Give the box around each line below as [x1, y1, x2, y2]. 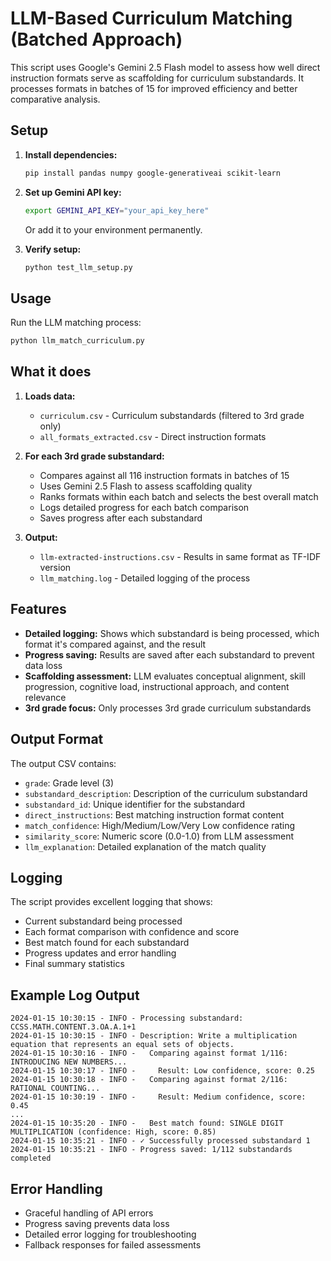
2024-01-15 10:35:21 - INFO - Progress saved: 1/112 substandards [10, 1145, 293, 1155]
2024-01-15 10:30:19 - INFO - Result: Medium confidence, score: [10, 1092, 307, 1102]
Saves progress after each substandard [39, 512, 203, 524]
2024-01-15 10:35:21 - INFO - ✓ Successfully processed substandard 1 [10, 1136, 311, 1146]
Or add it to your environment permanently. [24, 223, 203, 236]
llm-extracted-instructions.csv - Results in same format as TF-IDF [39, 550, 322, 562]
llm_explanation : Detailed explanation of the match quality [24, 840, 267, 852]
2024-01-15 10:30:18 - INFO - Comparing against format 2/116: [10, 1075, 288, 1085]
